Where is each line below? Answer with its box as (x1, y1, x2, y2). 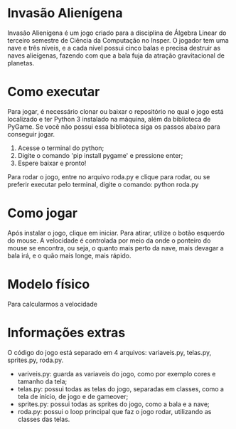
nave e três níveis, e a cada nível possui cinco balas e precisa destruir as (7, 43, 221, 52)
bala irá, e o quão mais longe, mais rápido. (7, 251, 132, 260)
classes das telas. (17, 415, 70, 423)
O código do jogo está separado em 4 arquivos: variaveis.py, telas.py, (7, 348, 212, 356)
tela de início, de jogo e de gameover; (17, 392, 129, 401)
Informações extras (7, 324, 126, 341)
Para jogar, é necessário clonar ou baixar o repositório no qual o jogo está (7, 107, 224, 115)
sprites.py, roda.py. (7, 356, 64, 364)
